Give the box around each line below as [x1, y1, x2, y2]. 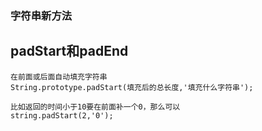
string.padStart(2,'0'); [10, 110, 114, 121]
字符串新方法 [10, 8, 73, 22]
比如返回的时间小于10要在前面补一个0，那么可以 [10, 102, 181, 112]
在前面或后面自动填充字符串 [10, 72, 108, 82]
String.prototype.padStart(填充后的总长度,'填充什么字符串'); [10, 82, 254, 92]
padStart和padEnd [10, 43, 129, 60]
